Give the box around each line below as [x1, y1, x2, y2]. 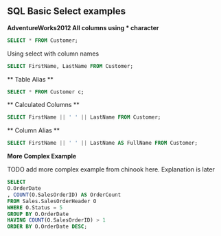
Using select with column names [7, 49, 100, 58]
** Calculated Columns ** [7, 101, 80, 109]
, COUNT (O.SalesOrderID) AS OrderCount [7, 191, 121, 198]
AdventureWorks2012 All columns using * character [7, 23, 159, 32]
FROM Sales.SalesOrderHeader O [7, 198, 97, 204]
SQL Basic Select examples [7, 5, 126, 17]
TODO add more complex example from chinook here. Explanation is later [7, 165, 215, 174]
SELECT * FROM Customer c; [7, 88, 84, 95]
